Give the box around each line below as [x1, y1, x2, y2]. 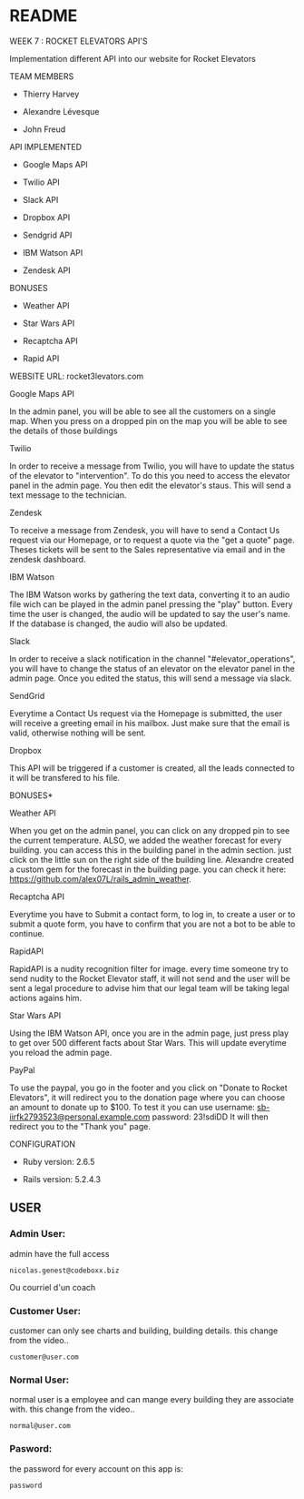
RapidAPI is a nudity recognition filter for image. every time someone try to [9, 963, 289, 974]
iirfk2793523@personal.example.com [9, 1111, 151, 1122]
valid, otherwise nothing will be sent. [9, 727, 147, 738]
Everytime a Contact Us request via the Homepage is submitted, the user [9, 707, 283, 719]
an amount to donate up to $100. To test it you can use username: [9, 1101, 256, 1112]
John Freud [22, 124, 66, 135]
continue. [9, 927, 45, 938]
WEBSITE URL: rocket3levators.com [9, 370, 144, 381]
